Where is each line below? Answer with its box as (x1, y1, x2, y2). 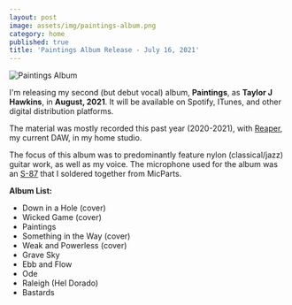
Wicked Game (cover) (21, 212, 102, 223)
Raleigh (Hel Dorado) (21, 278, 99, 288)
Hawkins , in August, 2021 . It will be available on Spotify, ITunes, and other (9, 96, 281, 107)
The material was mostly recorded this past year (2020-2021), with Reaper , (9, 123, 283, 133)
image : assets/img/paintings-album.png (9, 21, 157, 30)
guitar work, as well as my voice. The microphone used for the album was (9, 159, 279, 170)
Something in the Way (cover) (21, 231, 131, 241)
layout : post (9, 12, 58, 22)
